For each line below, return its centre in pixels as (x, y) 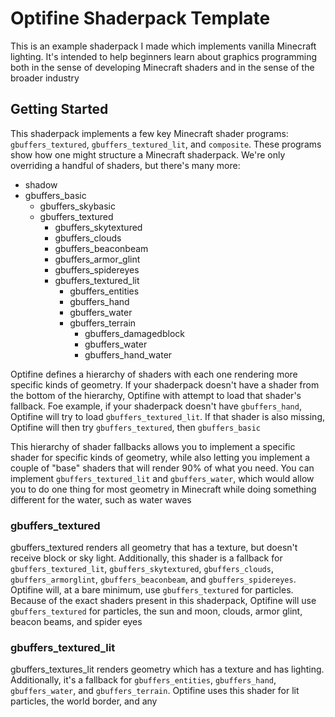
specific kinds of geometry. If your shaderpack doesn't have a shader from (165, 384)
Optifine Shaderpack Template (140, 18)
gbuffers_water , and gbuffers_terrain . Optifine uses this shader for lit (155, 691)
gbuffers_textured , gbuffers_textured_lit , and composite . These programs (166, 144)
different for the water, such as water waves (101, 499)
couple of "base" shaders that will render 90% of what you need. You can (162, 468)
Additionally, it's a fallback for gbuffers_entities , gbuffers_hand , (143, 680)
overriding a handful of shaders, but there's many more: (125, 165)
